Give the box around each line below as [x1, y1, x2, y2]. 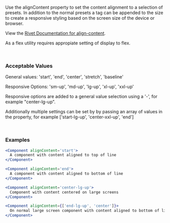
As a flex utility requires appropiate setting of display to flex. [5, 40, 131, 46]
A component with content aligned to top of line [10, 153, 116, 158]
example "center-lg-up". [5, 99, 56, 105]
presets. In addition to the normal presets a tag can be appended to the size [5, 10, 163, 16]
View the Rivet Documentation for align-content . [5, 30, 106, 36]
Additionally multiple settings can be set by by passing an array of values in [5, 109, 163, 115]
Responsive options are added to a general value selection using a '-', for [5, 94, 158, 100]
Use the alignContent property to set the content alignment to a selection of [5, 5, 163, 10]
